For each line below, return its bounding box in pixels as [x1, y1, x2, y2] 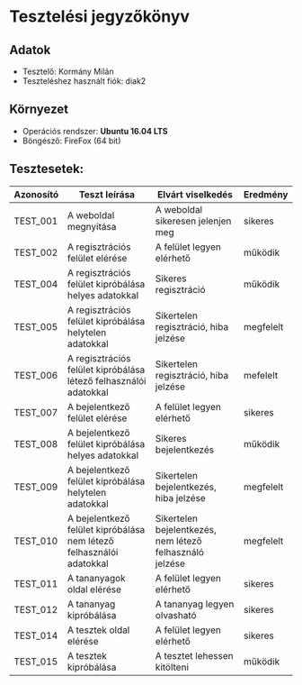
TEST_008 [13, 437, 58, 450]
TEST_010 [13, 534, 58, 547]
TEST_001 [13, 215, 58, 227]
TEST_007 [13, 406, 58, 418]
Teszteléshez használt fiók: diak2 [22, 76, 147, 87]
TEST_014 [13, 629, 58, 642]
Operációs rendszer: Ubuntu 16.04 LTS [22, 125, 168, 136]
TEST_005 [13, 320, 58, 333]
